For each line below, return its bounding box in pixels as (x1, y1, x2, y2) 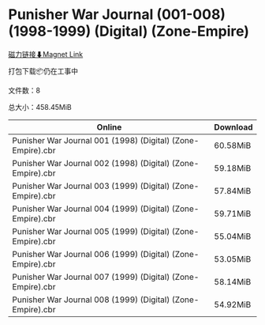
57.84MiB (214, 185, 252, 196)
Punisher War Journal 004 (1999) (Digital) (12, 203, 170, 214)
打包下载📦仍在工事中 (8, 66, 79, 76)
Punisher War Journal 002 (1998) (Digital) (12, 157, 170, 168)
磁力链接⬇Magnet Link (8, 49, 84, 59)
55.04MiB (214, 231, 252, 242)
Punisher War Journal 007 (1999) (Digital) (12, 271, 170, 282)
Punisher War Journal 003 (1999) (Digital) (12, 180, 170, 191)
